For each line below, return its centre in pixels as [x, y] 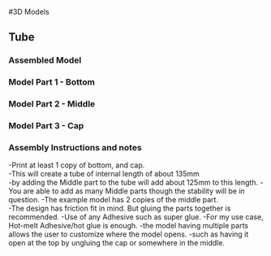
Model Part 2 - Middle [52, 104]
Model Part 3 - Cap [46, 126]
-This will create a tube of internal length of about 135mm [104, 174]
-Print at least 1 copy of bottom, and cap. [77, 165]
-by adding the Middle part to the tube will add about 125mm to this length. [133, 183]
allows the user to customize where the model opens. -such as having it [129, 234]
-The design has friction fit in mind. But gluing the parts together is [120, 208]
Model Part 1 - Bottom [52, 82]
